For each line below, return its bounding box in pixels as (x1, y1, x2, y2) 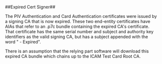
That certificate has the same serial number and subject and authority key (5, 29, 154, 34)
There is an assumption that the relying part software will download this (5, 48, 149, 54)
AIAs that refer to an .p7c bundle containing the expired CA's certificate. (5, 24, 150, 29)
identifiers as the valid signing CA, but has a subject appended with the (5, 34, 148, 39)
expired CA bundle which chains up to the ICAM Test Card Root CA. (5, 53, 141, 59)
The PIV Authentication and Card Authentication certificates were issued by (5, 13, 157, 19)
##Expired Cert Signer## (5, 4, 56, 10)
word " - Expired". (5, 39, 41, 45)
